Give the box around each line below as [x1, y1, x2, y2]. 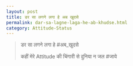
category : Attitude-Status [6, 25, 72, 31]
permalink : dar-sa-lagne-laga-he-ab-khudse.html [6, 19, 128, 25]
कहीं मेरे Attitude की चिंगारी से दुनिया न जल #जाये [20, 53, 117, 60]
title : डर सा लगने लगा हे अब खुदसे [6, 14, 79, 20]
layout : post [6, 8, 38, 15]
